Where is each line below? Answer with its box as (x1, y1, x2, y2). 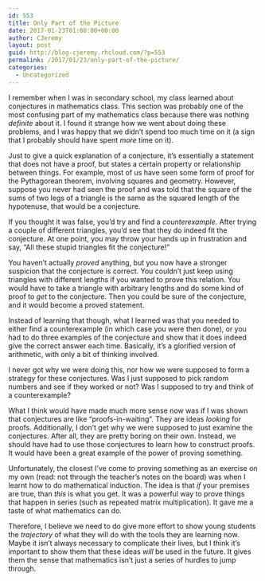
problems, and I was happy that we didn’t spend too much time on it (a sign (8, 127, 255, 136)
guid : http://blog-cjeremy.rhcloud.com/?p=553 (8, 49, 166, 57)
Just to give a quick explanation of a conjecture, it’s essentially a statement (8, 151, 255, 160)
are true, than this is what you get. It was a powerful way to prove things (8, 489, 245, 498)
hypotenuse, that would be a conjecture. (8, 201, 141, 211)
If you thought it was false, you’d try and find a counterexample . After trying (8, 217, 257, 226)
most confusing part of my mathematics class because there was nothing (8, 109, 249, 120)
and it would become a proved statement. (8, 300, 145, 309)
